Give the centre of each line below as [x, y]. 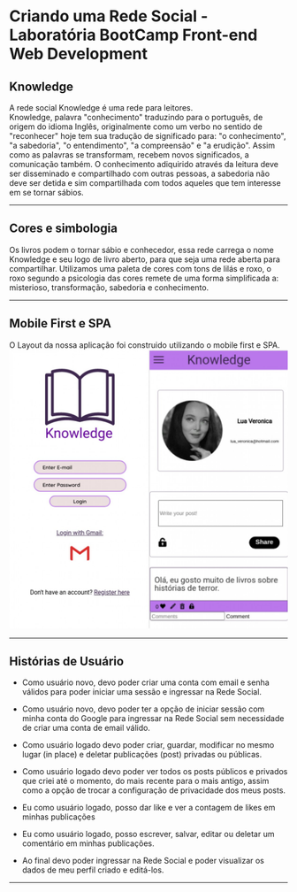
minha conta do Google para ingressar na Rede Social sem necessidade [153, 719]
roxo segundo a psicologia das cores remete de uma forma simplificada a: [144, 278]
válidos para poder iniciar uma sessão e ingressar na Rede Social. [142, 692]
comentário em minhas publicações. [88, 843]
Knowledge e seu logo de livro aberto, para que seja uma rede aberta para [145, 259]
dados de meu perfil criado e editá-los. [93, 870]
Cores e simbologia [63, 229]
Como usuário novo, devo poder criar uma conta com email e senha [145, 682]
